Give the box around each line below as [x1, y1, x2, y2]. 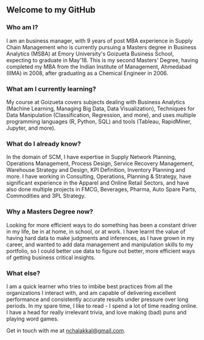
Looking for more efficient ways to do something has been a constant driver [6, 221, 197, 228]
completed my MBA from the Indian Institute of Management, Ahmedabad [6, 63, 192, 70]
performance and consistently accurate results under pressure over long [6, 296, 189, 303]
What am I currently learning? [6, 85, 96, 93]
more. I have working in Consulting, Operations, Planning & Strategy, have [6, 173, 192, 180]
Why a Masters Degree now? [6, 207, 93, 216]
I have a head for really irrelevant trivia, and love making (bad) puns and [6, 308, 187, 316]
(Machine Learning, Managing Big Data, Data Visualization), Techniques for [6, 105, 195, 112]
